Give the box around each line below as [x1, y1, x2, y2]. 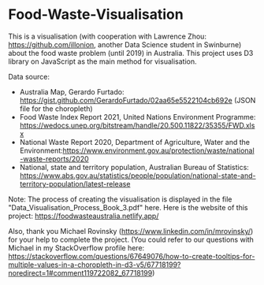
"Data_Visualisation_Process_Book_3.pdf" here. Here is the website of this [8, 202, 248, 212]
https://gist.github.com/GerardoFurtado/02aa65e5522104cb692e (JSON [19, 95, 256, 105]
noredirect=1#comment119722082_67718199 [8, 268, 153, 277]
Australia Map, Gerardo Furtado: [19, 87, 125, 96]
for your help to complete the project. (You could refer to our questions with [8, 235, 255, 244]
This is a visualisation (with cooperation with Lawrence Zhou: [8, 31, 207, 41]
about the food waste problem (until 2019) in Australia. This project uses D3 [8, 48, 254, 57]
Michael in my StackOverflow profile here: [8, 242, 145, 253]
